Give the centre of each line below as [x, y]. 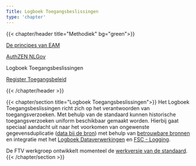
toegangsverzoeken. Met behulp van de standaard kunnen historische [91, 114]
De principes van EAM [33, 45]
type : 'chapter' [26, 17]
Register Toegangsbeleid [36, 79]
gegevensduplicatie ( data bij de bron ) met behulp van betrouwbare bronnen [98, 133]
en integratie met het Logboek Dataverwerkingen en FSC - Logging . [88, 139]
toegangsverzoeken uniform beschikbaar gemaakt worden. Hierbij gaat [92, 120]
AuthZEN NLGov [26, 56]
